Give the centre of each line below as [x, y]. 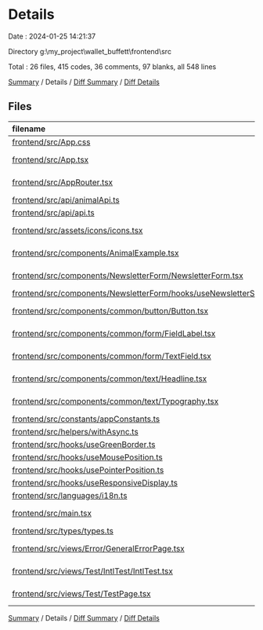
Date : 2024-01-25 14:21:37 [52, 36]
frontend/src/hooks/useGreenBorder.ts [84, 444]
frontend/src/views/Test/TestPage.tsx [81, 593]
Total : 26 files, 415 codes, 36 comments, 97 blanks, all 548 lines [112, 66]
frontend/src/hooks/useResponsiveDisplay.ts [95, 482]
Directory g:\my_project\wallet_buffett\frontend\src [90, 51]
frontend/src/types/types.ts [63, 530]
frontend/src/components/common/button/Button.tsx [110, 310]
